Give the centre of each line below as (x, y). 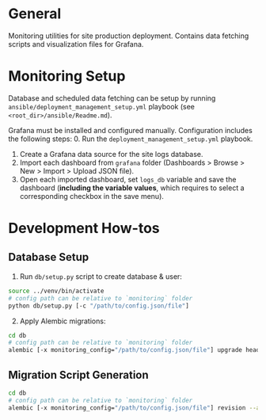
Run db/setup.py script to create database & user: (101, 276)
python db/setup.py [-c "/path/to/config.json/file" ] (99, 306)
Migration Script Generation (78, 374)
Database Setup (49, 257)
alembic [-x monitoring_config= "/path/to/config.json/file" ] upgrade (125, 350)
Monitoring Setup (67, 76)
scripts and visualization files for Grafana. (76, 44)
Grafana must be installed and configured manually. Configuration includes (131, 130)
